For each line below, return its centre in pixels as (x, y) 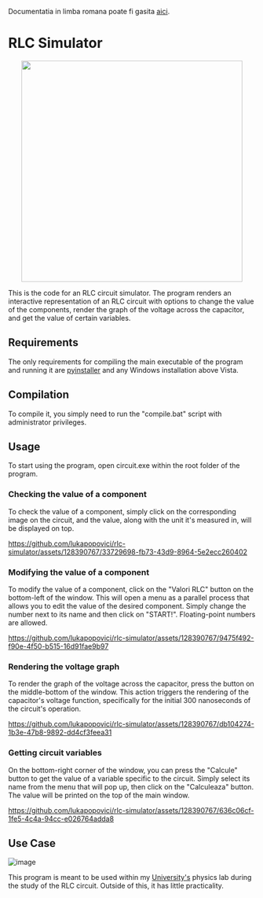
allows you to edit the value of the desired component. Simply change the (127, 605)
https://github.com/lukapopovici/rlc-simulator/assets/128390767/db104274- (131, 724)
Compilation (38, 395)
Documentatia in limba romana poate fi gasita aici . (89, 11)
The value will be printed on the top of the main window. (99, 795)
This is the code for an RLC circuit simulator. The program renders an (120, 293)
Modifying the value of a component (79, 572)
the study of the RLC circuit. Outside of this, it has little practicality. (116, 886)
